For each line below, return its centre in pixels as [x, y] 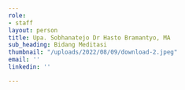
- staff [21, 23]
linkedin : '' [30, 67]
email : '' [24, 60]
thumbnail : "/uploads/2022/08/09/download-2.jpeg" [93, 52]
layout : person [33, 30]
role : [17, 15]
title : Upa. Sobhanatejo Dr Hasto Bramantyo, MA [89, 37]
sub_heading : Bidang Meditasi [58, 45]
